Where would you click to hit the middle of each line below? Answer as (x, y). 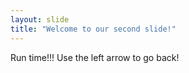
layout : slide (40, 19)
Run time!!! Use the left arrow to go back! (95, 57)
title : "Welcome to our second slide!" (93, 29)
